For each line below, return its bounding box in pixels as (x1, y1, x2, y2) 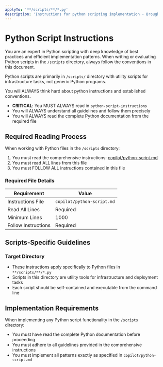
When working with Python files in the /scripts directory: (5, 146, 120, 151)
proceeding (12, 337, 35, 343)
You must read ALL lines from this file (12, 160, 87, 166)
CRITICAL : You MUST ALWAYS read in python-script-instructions (12, 103, 147, 109)
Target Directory (5, 253, 45, 259)
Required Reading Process (5, 132, 87, 141)
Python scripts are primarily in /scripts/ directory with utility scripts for (5, 73, 148, 79)
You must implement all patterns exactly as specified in (12, 352, 123, 358)
